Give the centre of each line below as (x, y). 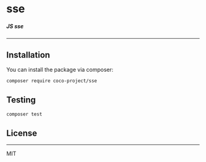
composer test (25, 114)
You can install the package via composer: (60, 69)
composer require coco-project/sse (52, 81)
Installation (28, 55)
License (22, 133)
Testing (21, 100)
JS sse (15, 26)
